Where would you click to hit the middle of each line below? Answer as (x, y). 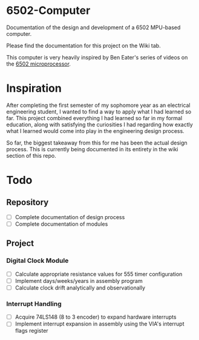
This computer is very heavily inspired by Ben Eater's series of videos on (97, 57)
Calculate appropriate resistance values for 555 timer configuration (99, 274)
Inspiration (34, 88)
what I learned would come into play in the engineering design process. (95, 131)
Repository (28, 202)
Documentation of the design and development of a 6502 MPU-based (93, 27)
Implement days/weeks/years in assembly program (79, 280)
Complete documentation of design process (70, 217)
